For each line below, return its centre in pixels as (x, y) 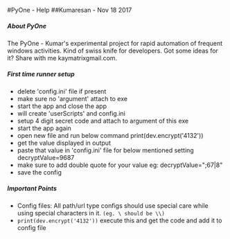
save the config (39, 172)
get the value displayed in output (64, 143)
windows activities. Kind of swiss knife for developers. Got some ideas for (113, 51)
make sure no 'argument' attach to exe (72, 98)
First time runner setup (41, 74)
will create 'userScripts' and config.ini (71, 113)
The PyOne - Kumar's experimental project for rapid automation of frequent (115, 43)
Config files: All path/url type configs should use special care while (113, 205)
